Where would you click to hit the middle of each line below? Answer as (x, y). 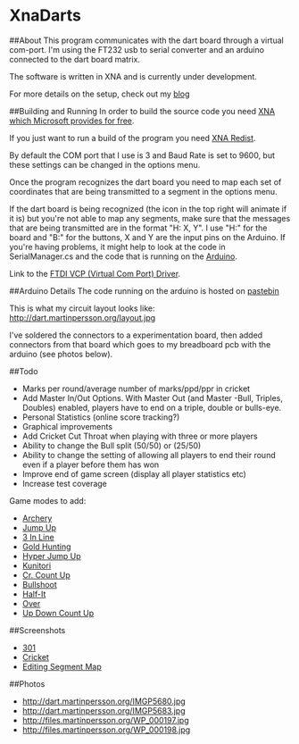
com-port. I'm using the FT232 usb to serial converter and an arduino (137, 49)
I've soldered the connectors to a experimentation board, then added (136, 335)
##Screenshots (37, 630)
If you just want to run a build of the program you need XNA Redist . (133, 138)
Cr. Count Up (46, 575)
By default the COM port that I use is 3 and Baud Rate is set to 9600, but (142, 155)
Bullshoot (40, 584)
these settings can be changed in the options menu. (105, 164)
